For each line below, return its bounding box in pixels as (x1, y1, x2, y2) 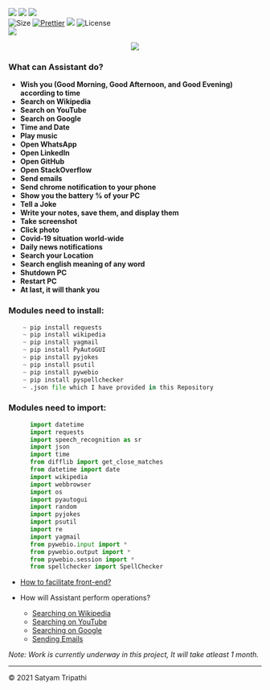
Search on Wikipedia (19, 97, 91, 106)
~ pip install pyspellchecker (22, 375, 125, 384)
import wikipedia (29, 473, 88, 481)
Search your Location (19, 250, 94, 261)
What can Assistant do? (8, 61, 104, 72)
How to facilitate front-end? (19, 577, 112, 587)
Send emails (19, 174, 63, 184)
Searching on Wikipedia (31, 609, 111, 618)
